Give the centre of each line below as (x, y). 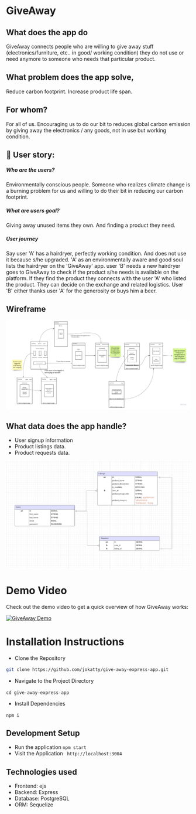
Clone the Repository (40, 658)
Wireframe (26, 309)
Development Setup (43, 733)
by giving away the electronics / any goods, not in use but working (86, 130)
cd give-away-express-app (37, 693)
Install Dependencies (40, 703)
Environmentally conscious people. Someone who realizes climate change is (98, 184)
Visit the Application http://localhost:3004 (68, 754)
